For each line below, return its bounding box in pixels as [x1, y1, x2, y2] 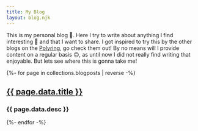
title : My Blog [6, 9, 45, 15]
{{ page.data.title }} [6, 87, 83, 97]
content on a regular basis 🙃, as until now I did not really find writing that [6, 51, 191, 58]
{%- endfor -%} [6, 119, 46, 126]
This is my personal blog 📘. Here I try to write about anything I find [6, 31, 174, 38]
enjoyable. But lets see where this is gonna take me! [6, 57, 137, 65]
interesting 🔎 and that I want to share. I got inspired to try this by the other [6, 38, 193, 45]
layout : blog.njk [6, 15, 51, 21]
